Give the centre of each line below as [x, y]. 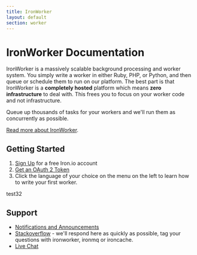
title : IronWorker [29, 12]
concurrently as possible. [37, 119]
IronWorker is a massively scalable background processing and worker [93, 69]
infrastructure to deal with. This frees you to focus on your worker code [96, 94]
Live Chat [27, 246]
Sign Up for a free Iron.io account [56, 163]
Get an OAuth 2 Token [42, 170]
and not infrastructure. [34, 101]
